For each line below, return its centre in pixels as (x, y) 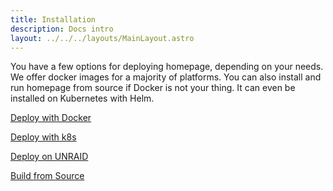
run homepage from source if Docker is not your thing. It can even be (153, 88)
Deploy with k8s (43, 137)
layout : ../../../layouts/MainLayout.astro (102, 38)
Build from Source (47, 176)
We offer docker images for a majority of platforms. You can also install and (166, 77)
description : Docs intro (62, 29)
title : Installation (53, 19)
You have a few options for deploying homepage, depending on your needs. (167, 67)
